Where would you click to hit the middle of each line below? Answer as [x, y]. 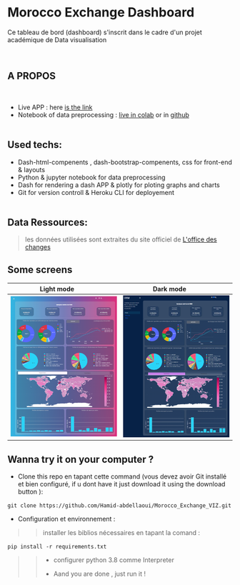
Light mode [57, 289]
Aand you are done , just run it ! [100, 574]
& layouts [31, 169]
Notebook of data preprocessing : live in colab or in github [103, 114]
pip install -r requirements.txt [57, 547]
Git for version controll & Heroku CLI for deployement [96, 192]
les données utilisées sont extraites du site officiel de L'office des [121, 239]
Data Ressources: [47, 222]
